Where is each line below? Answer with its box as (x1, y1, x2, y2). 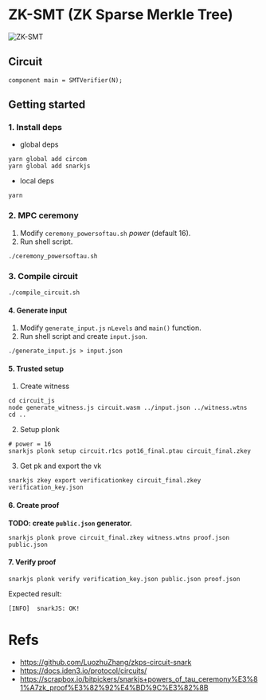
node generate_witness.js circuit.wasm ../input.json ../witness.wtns (8, 404, 248, 412)
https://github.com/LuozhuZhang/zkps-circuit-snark (19, 657, 192, 667)
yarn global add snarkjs (8, 162, 91, 171)
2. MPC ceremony (8, 210, 80, 221)
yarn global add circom (8, 155, 88, 163)
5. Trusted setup (8, 364, 65, 373)
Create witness (19, 381, 70, 391)
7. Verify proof (8, 557, 57, 567)
